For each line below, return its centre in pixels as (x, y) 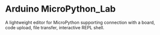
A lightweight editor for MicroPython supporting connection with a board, (80, 22)
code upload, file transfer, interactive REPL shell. (55, 27)
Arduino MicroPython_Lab (60, 9)
